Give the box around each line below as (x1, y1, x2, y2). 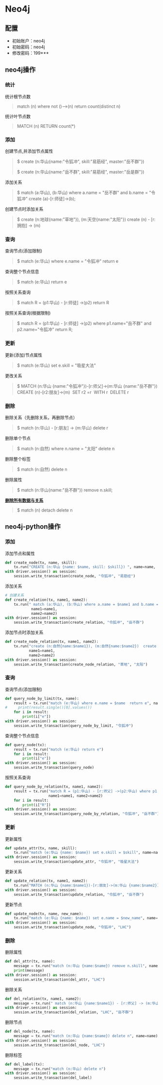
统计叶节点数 (5, 113, 31, 119)
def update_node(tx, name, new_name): (5, 911, 83, 916)
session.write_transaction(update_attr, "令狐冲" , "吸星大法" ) (14, 859, 139, 864)
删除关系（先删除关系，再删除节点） (5, 414, 78, 420)
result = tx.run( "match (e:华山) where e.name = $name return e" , (14, 701, 151, 706)
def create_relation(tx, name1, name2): (5, 597, 88, 602)
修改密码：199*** (12, 50, 49, 56)
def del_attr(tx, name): (5, 959, 55, 964)
